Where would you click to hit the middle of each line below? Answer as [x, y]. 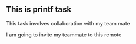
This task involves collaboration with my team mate [68, 23]
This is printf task [39, 10]
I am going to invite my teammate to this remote [64, 35]
